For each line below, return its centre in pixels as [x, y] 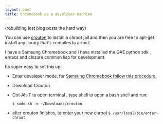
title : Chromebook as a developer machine [49, 14]
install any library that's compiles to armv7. [48, 42]
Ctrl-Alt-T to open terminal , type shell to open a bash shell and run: [80, 95]
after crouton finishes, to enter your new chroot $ [61, 113]
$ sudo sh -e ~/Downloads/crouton [47, 104]
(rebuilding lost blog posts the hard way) [46, 28]
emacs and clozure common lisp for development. [55, 57]
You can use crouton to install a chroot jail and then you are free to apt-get [80, 37]
